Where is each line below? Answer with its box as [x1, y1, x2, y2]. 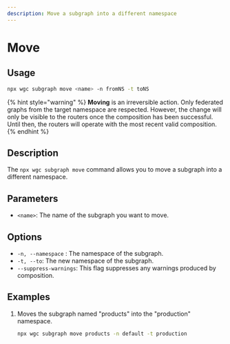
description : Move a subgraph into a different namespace [7, 10, 177, 17]
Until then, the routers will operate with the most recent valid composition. [7, 120, 217, 128]
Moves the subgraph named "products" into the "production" [17, 310, 191, 318]
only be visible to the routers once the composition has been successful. [7, 112, 213, 121]
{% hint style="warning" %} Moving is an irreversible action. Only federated [7, 98, 224, 106]
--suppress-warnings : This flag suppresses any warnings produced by [17, 263, 217, 272]
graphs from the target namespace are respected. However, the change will [7, 105, 222, 114]
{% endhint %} [7, 127, 50, 135]
